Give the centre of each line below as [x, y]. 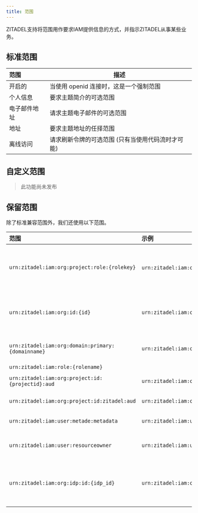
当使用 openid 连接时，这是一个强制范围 [105, 86]
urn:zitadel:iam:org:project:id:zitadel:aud [72, 401]
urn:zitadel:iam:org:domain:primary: [62, 346]
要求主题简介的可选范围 [82, 98]
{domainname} [27, 352]
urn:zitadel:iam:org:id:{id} [50, 313]
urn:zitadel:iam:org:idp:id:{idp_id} [62, 483]
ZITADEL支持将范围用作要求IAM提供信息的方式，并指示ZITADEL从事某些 [94, 29]
